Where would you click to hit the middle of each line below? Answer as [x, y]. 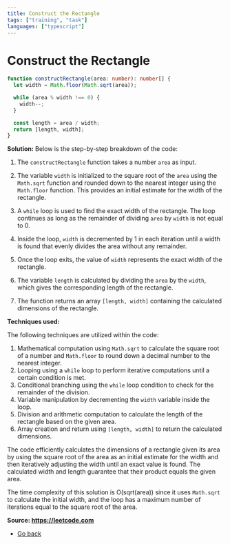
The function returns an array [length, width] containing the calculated [119, 301]
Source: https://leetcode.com [51, 521]
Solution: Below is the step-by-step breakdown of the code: [92, 149]
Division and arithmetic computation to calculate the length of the [110, 414]
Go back [29, 534]
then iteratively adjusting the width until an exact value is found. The [104, 464]
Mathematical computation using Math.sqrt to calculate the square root [118, 348]
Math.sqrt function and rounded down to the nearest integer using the [117, 183]
